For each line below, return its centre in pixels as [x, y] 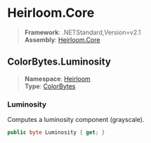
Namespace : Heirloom [58, 79]
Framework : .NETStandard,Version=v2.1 [83, 32]
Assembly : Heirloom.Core [62, 39]
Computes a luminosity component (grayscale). [76, 120]
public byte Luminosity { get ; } [56, 132]
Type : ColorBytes [50, 86]
